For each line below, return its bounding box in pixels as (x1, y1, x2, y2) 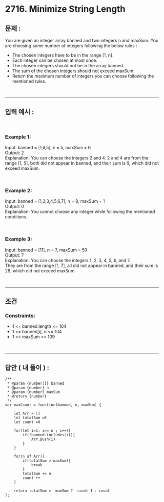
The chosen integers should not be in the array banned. (12, 63, 124, 68)
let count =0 (14, 420, 41, 425)
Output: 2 (5, 150, 24, 156)
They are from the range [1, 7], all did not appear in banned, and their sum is (5, 263, 158, 268)
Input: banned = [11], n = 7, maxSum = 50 (5, 247, 88, 253)
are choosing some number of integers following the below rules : (5, 43, 138, 49)
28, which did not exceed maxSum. (5, 267, 76, 273)
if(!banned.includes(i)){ (22, 433, 76, 438)
